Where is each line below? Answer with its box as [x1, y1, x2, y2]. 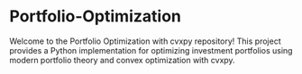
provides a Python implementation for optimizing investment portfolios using [9, 45, 293, 55]
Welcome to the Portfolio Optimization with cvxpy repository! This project [9, 36, 281, 46]
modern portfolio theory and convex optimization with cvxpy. [9, 54, 236, 65]
